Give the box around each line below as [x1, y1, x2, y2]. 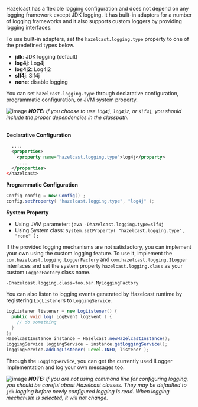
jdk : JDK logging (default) [14, 53, 78, 60]
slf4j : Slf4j [14, 72, 40, 79]
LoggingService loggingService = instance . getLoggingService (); [6, 341, 168, 347]
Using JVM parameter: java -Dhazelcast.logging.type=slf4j [14, 220, 164, 227]
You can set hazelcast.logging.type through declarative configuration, [6, 90, 179, 97]
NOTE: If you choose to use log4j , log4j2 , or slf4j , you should [28, 108, 182, 114]
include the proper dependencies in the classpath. [6, 114, 129, 121]
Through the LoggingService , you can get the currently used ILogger [6, 358, 173, 364]
